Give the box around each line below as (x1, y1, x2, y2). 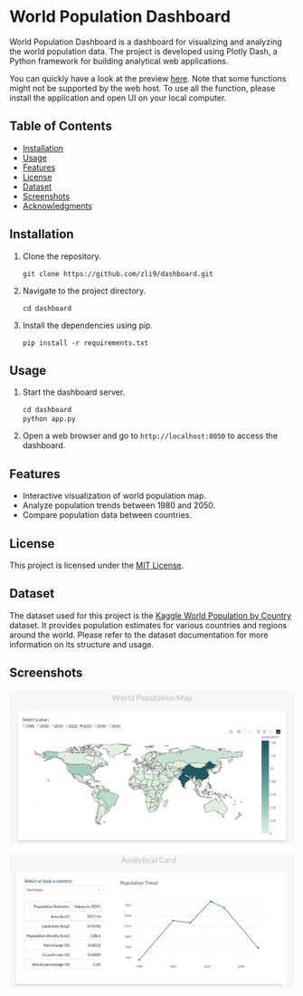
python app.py (22, 415, 76, 424)
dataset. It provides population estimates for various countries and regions (9, 619, 288, 630)
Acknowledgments (22, 200, 93, 211)
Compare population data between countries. (22, 510, 193, 521)
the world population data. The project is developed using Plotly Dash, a (9, 45, 278, 56)
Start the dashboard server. (22, 387, 126, 397)
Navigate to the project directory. (22, 285, 147, 296)
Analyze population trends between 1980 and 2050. (22, 500, 216, 511)
